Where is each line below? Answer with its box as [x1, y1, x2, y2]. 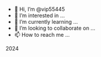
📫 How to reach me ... [14, 31, 70, 38]
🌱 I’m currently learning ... [14, 18, 78, 25]
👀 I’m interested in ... [14, 12, 65, 19]
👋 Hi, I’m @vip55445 [14, 6, 65, 12]
